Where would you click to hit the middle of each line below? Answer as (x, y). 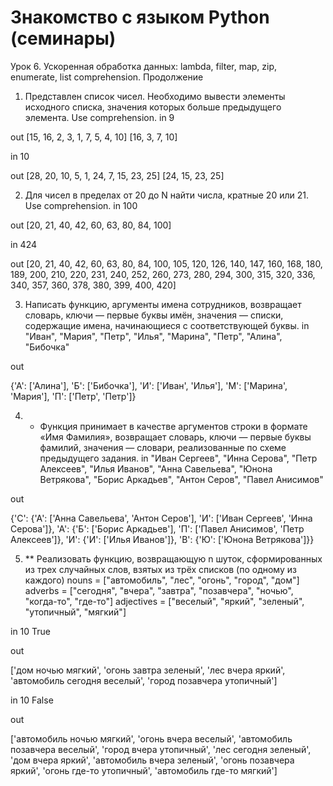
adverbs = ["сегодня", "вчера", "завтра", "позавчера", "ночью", (159, 590)
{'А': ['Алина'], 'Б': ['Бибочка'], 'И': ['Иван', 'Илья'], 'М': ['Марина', (149, 385)
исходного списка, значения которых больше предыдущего (153, 107)
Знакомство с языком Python (140, 17)
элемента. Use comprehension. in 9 (99, 117)
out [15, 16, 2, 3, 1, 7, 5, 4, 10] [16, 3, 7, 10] (94, 137)
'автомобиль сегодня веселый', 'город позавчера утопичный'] (144, 680)
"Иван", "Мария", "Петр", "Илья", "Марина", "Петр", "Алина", (153, 336)
